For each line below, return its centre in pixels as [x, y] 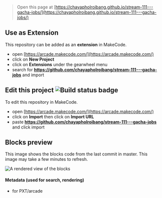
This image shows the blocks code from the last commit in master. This [76, 154]
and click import [28, 127]
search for [22, 69]
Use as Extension [32, 33]
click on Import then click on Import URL [53, 116]
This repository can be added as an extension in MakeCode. [66, 44]
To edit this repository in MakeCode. [41, 102]
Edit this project [29, 90]
